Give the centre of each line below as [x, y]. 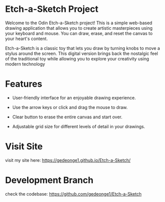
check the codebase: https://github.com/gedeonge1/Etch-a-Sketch [73, 194]
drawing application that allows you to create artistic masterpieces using [79, 28]
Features [24, 84]
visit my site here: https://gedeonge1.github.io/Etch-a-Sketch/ [68, 160]
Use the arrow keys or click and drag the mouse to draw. [70, 107]
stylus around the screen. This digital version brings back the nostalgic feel [82, 53]
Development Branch [49, 180]
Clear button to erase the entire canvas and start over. [67, 117]
